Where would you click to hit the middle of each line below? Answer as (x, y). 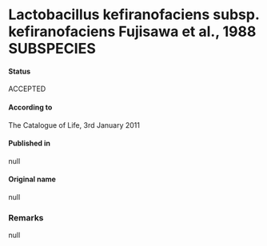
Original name (32, 179)
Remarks (26, 217)
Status (20, 71)
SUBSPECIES (52, 49)
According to (30, 107)
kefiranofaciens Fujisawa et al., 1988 (132, 32)
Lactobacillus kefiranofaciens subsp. (134, 15)
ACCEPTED (27, 89)
